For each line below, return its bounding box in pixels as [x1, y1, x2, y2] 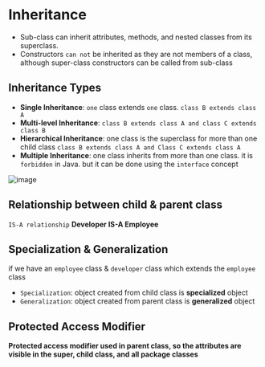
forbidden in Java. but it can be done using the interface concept [19, 159, 238, 169]
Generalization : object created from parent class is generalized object [19, 296, 255, 306]
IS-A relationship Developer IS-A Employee [8, 219, 159, 229]
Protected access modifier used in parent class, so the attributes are [8, 341, 242, 351]
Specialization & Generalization [8, 243, 169, 256]
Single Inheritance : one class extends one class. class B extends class [19, 102, 257, 112]
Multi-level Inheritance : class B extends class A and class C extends [19, 118, 257, 128]
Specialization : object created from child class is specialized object [19, 287, 249, 298]
